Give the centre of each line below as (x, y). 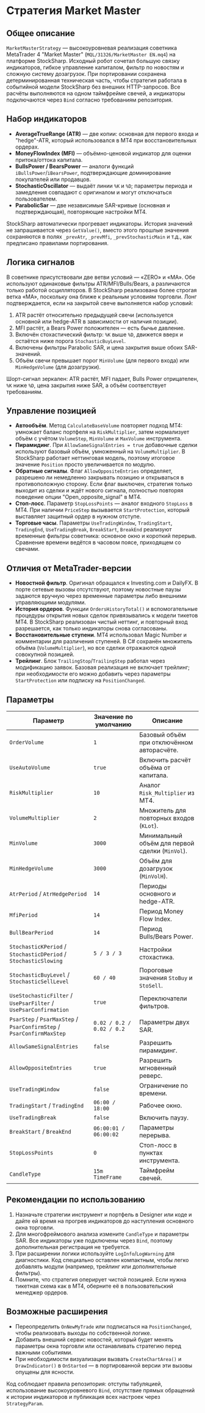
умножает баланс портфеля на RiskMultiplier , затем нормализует (102, 432)
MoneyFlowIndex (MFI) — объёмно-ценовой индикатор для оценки (103, 153)
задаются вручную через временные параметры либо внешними (101, 596)
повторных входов (167, 818)
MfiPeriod (23, 915)
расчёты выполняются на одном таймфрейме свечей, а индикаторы (96, 93)
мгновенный (158, 1068)
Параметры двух (165, 1022)
